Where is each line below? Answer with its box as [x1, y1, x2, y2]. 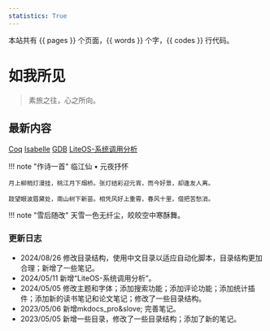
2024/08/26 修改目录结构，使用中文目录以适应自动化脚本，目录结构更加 [20, 253, 263, 263]
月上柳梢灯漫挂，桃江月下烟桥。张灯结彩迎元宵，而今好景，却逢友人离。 [8, 180, 215, 188]
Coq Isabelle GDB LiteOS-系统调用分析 [8, 144, 138, 155]
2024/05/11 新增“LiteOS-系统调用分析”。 [20, 273, 156, 283]
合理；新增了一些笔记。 [20, 263, 99, 272]
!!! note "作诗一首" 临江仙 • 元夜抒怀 [8, 162, 128, 172]
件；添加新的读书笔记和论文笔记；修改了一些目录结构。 [20, 294, 206, 303]
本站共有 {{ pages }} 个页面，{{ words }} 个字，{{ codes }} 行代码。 [8, 35, 234, 45]
